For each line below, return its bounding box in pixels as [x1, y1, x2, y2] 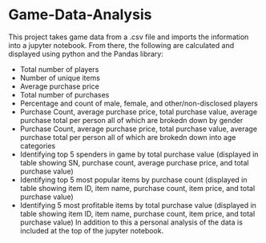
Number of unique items [19, 73, 100, 82]
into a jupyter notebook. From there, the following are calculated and [8, 40, 235, 50]
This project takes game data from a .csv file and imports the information [8, 32, 249, 42]
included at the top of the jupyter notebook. [19, 225, 164, 235]
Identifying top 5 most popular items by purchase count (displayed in [19, 174, 248, 185]
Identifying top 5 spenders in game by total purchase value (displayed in [19, 149, 259, 159]
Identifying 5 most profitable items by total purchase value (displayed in [19, 200, 256, 209]
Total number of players [19, 64, 99, 74]
